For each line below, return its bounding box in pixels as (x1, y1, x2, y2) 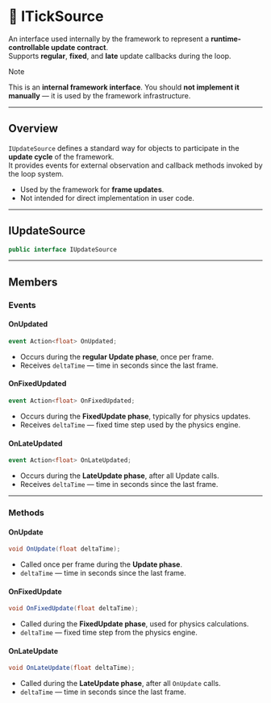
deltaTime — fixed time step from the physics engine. (19, 628, 198, 638)
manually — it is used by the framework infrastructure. (8, 90, 191, 100)
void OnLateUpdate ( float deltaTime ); (8, 664, 135, 672)
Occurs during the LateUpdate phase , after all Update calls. (19, 471, 219, 480)
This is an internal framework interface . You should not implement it (8, 82, 240, 92)
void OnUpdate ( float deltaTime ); (8, 545, 121, 553)
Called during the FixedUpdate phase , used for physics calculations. (19, 619, 249, 629)
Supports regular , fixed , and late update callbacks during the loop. (8, 51, 231, 60)
